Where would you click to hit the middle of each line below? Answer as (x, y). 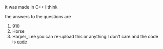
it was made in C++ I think (31, 7)
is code (20, 42)
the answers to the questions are (38, 16)
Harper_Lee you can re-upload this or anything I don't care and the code (85, 37)
